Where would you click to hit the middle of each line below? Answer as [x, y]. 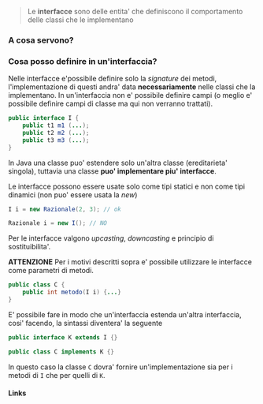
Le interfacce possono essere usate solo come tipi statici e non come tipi [127, 186]
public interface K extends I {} [63, 337]
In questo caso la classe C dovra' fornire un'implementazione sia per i [121, 367]
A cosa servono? [41, 40]
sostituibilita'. [30, 247]
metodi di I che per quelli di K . [57, 375]
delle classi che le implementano [80, 20]
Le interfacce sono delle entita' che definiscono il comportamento [135, 11]
